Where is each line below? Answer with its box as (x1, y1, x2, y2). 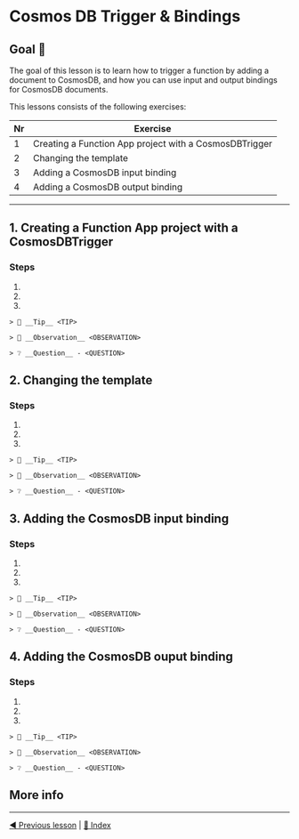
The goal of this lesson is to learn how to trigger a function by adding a (9, 65, 270, 76)
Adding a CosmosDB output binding (32, 181, 183, 193)
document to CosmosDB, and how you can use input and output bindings (9, 75, 278, 85)
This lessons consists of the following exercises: (9, 101, 187, 112)
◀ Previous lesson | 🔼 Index (9, 819, 111, 830)
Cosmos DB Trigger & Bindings (9, 6, 241, 27)
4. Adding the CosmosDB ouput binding (9, 649, 234, 665)
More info (9, 787, 64, 803)
